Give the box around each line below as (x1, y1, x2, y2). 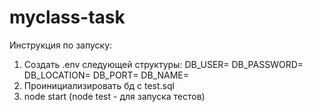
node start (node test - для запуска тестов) (23, 90, 206, 102)
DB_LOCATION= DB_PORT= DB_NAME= (23, 69, 190, 81)
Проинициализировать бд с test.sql (23, 79, 175, 91)
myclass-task (9, 6, 126, 29)
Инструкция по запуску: (9, 39, 113, 51)
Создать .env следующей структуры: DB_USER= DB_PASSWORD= (23, 58, 304, 70)
